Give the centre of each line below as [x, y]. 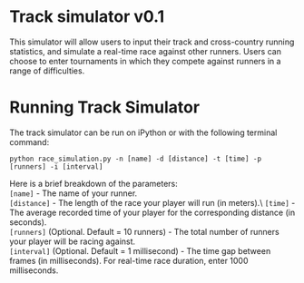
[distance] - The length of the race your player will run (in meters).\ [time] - [152, 202]
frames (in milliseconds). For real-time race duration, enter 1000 [129, 260]
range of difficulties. [47, 71]
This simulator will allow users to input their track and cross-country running [152, 42]
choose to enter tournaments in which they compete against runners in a [145, 61]
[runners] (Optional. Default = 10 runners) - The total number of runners [144, 231]
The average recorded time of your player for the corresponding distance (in [152, 212]
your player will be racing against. [73, 241]
